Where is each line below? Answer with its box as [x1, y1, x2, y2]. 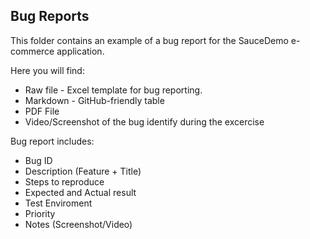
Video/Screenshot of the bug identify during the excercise [24, 115, 265, 128]
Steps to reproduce [24, 175, 105, 188]
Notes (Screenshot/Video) [24, 218, 133, 230]
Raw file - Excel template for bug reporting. [24, 84, 203, 96]
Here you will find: [10, 64, 85, 76]
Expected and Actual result [24, 186, 137, 198]
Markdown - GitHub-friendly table [24, 94, 165, 106]
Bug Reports [10, 8, 90, 25]
